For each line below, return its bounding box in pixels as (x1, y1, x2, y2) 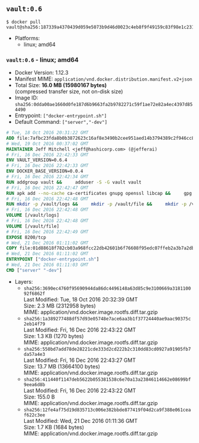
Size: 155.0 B (23, 393, 55, 400)
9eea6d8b (23, 381, 46, 387)
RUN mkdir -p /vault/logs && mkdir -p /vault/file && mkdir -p (6, 201, 187, 207)
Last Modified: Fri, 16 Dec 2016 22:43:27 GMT (23, 357, 136, 364)
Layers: (14, 278, 33, 285)
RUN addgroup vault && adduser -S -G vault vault (6, 179, 142, 185)
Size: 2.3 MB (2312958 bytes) (23, 302, 96, 309)
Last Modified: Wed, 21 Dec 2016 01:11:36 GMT (23, 417, 138, 424)
